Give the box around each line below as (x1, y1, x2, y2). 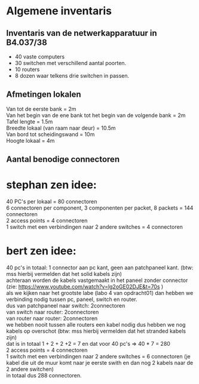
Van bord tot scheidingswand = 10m (6, 130, 95, 138)
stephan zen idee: (6, 178, 97, 192)
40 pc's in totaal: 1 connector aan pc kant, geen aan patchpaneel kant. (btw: (6, 264, 194, 271)
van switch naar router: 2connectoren (6, 309, 99, 316)
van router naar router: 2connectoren (6, 315, 98, 322)
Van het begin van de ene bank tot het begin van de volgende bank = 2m (6, 112, 186, 119)
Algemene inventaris (6, 4, 112, 18)
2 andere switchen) (6, 365, 54, 373)
